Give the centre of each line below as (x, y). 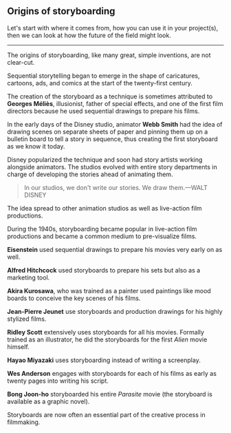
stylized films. (27, 319)
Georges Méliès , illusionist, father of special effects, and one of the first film (115, 103)
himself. (18, 346)
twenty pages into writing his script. (58, 381)
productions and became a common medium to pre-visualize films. (102, 236)
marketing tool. (29, 277)
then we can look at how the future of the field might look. (89, 35)
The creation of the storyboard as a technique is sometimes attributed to (110, 96)
